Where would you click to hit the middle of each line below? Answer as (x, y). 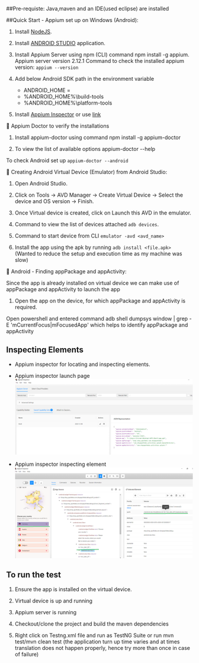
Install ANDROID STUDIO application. (60, 43)
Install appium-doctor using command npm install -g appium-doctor (97, 137)
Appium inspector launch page (52, 375)
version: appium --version (46, 67)
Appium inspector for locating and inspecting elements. (82, 364)
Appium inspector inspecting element (60, 464)
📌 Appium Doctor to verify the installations (58, 126)
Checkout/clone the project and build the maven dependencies (92, 624)
